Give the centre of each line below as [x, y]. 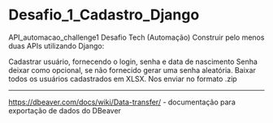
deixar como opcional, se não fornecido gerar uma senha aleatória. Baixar [132, 70]
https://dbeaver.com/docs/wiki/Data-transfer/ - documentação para [122, 102]
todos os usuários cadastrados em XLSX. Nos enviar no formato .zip [123, 78]
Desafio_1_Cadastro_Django [104, 15]
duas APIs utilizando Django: [56, 45]
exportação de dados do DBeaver [65, 110]
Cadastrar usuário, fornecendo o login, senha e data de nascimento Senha [133, 61]
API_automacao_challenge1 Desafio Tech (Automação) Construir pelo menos [136, 37]
